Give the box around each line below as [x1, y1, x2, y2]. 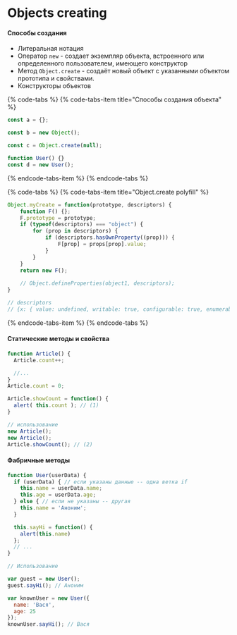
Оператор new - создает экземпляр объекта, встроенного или [17, 51, 205, 61]
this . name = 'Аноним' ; [20, 505, 87, 512]
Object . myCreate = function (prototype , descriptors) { [7, 201, 172, 209]
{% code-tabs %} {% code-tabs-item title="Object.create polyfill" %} [7, 187, 209, 196]
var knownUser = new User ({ [7, 594, 90, 602]
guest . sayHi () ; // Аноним [7, 581, 83, 589]
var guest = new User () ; [7, 576, 80, 583]
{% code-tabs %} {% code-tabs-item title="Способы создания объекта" [7, 95, 222, 104]
